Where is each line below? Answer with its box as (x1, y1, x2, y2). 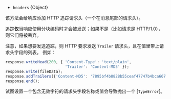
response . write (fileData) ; (5, 69, 63, 74)
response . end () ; (5, 79, 40, 84)
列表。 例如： (27, 49, 56, 55)
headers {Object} (12, 5, 49, 10)
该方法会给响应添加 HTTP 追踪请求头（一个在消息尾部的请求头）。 (5, 15, 143, 21)
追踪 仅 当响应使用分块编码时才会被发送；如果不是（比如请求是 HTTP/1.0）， (5, 26, 163, 32)
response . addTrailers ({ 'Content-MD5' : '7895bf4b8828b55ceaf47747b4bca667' (5, 73, 168, 79)
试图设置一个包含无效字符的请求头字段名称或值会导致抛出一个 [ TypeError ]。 (5, 88, 165, 94)
